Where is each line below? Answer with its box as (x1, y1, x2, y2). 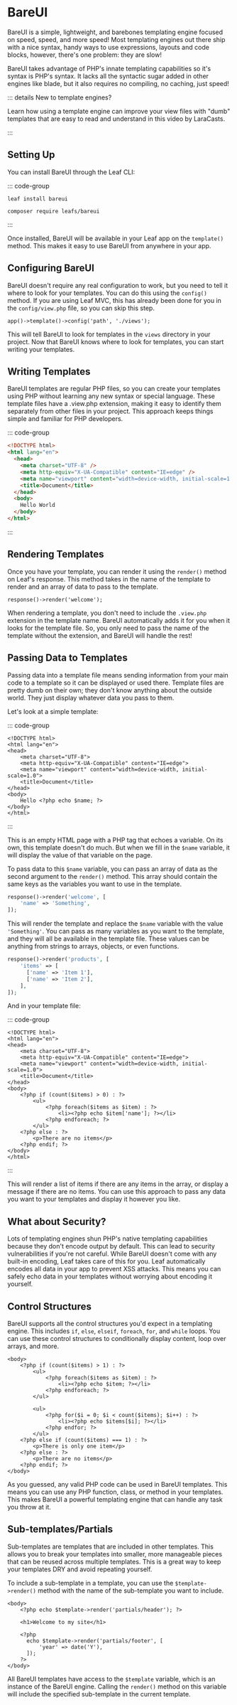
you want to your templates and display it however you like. (7, 1195, 181, 1204)
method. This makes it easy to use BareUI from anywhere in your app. (7, 241, 211, 250)
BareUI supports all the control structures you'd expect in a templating (7, 1320, 213, 1327)
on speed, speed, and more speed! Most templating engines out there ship (7, 35, 226, 43)
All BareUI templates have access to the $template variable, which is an (7, 1674, 216, 1683)
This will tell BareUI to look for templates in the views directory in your (7, 330, 211, 338)
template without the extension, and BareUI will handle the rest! (7, 631, 193, 640)
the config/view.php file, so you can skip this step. (7, 304, 155, 312)
